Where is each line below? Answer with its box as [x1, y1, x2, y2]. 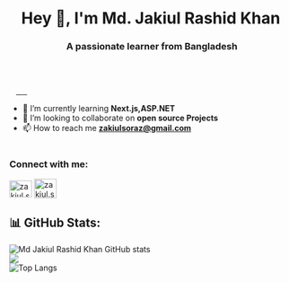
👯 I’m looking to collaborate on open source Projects [22, 112, 218, 124]
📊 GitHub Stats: [9, 216, 101, 231]
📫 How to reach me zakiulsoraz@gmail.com [22, 123, 191, 134]
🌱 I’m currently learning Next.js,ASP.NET [22, 103, 176, 114]
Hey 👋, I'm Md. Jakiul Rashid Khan [21, 8, 281, 29]
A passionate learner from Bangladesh [66, 40, 238, 53]
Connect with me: [9, 157, 89, 170]
